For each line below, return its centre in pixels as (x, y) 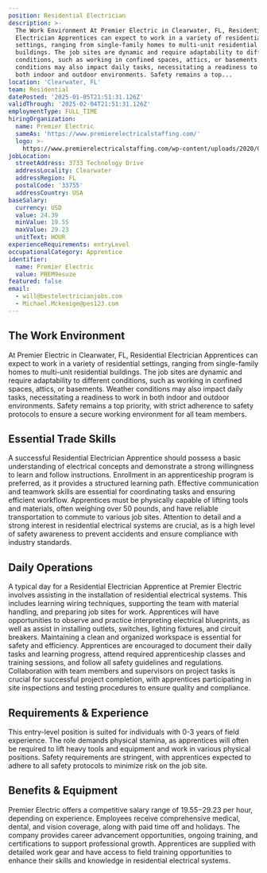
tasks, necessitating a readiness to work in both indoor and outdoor (119, 397)
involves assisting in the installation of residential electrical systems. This (128, 595)
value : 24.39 (37, 215)
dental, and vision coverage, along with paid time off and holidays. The (124, 826)
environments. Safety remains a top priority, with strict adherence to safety (131, 405)
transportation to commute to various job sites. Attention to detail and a (125, 517)
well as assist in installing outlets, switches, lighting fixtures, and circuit (125, 629)
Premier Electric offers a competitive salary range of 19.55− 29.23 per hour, (130, 809)
